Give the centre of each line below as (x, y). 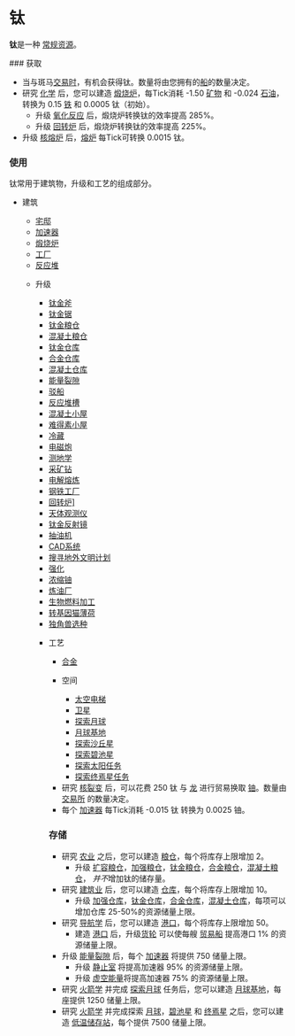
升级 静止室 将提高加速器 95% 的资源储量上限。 (161, 967)
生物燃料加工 (72, 602)
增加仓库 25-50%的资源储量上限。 (137, 911)
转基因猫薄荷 (72, 613)
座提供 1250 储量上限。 (103, 1000)
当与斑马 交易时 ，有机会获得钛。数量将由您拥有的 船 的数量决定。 (138, 81)
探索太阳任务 (98, 766)
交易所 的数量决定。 (98, 799)
